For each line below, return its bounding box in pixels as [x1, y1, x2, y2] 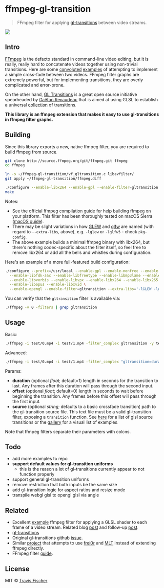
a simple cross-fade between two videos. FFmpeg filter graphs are [5, 71, 139, 77]
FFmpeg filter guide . [12, 550, 53, 556]
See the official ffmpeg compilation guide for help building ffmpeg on [12, 208, 151, 214]
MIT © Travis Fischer [5, 578, 48, 584]
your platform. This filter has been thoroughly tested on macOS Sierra [12, 213, 153, 219]
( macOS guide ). [12, 218, 44, 224]
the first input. [12, 398, 41, 404]
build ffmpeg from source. [5, 149, 58, 155]
